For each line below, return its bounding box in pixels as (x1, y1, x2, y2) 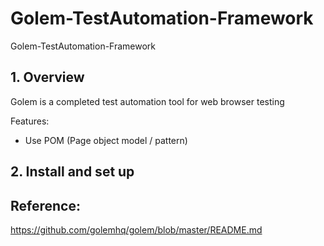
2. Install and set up (10, 163, 135, 181)
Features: (10, 115, 50, 127)
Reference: (10, 197, 81, 214)
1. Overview (10, 69, 85, 86)
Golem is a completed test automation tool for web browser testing (10, 95, 285, 107)
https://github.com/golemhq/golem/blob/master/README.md (10, 223, 263, 236)
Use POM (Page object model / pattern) (24, 134, 188, 146)
